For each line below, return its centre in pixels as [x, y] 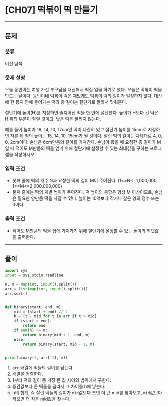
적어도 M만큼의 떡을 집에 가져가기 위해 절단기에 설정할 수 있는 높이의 [79, 231]
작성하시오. [25, 154]
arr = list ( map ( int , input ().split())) [47, 289]
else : [20, 339]
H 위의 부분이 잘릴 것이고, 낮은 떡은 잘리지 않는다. [53, 119]
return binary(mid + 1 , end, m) [57, 335]
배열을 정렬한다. [28, 374]
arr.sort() [16, 293]
